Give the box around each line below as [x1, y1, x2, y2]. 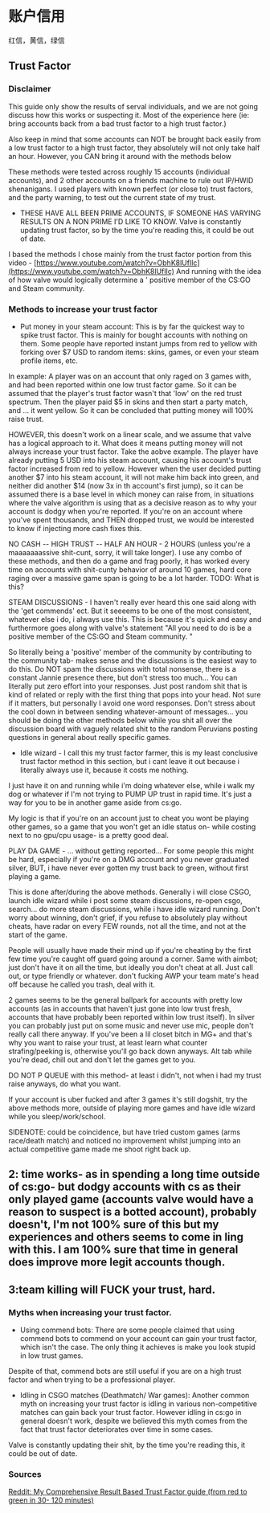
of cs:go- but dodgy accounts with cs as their [8, 1180, 241, 1194]
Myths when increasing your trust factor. [8, 1306, 173, 1318]
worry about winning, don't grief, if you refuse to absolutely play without [8, 913, 247, 922]
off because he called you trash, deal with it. [8, 979, 155, 989]
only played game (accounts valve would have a [8, 1192, 254, 1206]
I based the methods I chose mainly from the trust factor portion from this [8, 249, 252, 259]
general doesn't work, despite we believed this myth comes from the [19, 1416, 247, 1425]
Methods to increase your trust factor [8, 303, 158, 314]
